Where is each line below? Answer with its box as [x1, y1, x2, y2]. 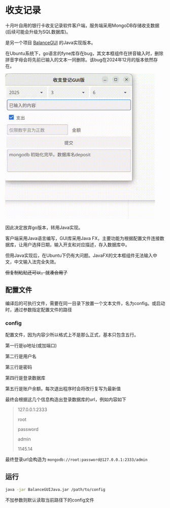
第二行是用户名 [5, 353, 37, 359]
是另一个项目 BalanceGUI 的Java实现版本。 [5, 39, 96, 46]
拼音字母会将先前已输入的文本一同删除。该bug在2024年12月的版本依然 [5, 56, 154, 62]
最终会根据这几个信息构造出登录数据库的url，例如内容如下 [5, 396, 127, 402]
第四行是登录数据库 [5, 375, 46, 381]
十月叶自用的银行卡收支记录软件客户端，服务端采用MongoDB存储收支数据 [5, 22, 160, 28]
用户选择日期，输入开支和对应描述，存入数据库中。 [22, 242, 130, 248]
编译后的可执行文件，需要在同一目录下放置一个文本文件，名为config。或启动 [5, 300, 165, 306]
